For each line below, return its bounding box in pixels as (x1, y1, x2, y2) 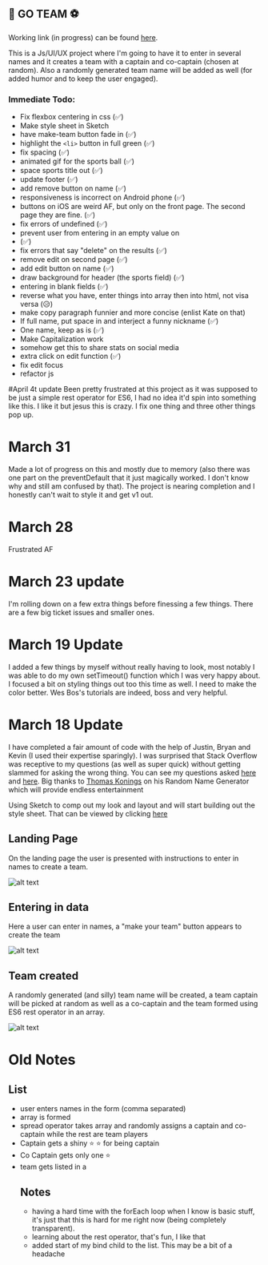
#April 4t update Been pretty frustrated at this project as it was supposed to (8, 385, 258, 394)
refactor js (19, 369, 54, 379)
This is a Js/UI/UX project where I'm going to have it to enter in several (8, 48, 242, 58)
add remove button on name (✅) (19, 183, 126, 193)
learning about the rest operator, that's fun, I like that (31, 1232, 206, 1242)
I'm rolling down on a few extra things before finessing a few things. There (8, 598, 254, 608)
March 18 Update (8, 716, 124, 734)
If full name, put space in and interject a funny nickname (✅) (19, 316, 219, 326)
